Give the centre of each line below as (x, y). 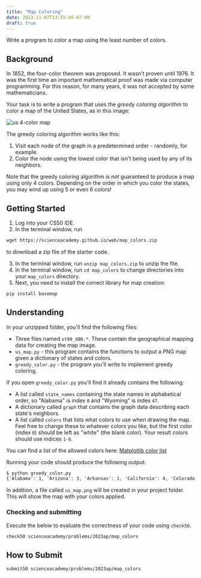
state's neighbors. (37, 413)
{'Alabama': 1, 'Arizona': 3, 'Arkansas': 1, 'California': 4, (87, 479)
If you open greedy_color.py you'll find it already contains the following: (95, 382)
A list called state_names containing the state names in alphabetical (98, 394)
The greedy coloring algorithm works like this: (63, 134)
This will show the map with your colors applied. (66, 497)
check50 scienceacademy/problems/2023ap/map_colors (72, 536)
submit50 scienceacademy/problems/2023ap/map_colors (74, 569)
